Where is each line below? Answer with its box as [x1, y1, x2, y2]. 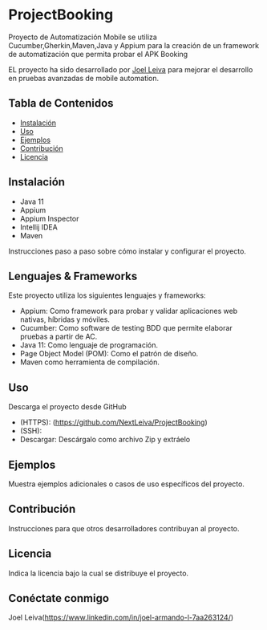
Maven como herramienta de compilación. [19, 357, 160, 367]
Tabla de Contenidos [8, 96, 114, 110]
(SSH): [19, 426, 42, 436]
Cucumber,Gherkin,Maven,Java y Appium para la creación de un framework [8, 40, 259, 50]
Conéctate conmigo [8, 591, 110, 605]
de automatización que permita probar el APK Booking [8, 49, 188, 59]
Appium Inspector [19, 213, 79, 223]
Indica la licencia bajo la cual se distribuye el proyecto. [8, 568, 189, 578]
